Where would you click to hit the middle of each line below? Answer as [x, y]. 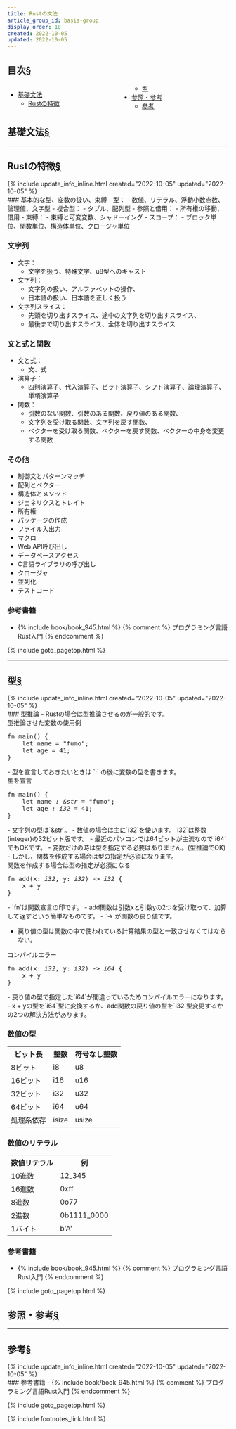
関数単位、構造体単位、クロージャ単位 [75, 226]
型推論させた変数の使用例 [44, 722]
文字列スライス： [42, 306]
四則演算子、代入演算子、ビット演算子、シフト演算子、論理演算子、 [126, 387]
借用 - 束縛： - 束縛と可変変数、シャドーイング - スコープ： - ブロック [109, 217]
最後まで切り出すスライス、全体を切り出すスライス [101, 323]
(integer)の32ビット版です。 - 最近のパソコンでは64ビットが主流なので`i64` [117, 838]
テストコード [36, 591]
